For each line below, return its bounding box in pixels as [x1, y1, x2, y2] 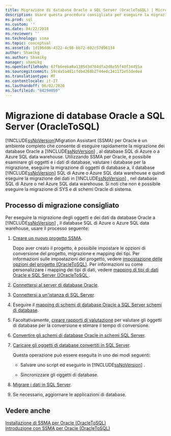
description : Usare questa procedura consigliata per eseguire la [5, 12, 149, 17]
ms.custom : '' [5, 21, 36, 27]
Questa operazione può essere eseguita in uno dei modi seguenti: [12, 352, 151, 358]
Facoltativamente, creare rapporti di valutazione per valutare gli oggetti [12, 317, 162, 323]
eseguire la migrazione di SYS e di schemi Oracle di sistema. [5, 186, 132, 193]
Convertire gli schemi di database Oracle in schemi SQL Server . [12, 332, 146, 339]
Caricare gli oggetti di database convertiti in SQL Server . [12, 342, 131, 348]
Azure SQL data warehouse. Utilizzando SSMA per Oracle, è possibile [5, 154, 152, 160]
